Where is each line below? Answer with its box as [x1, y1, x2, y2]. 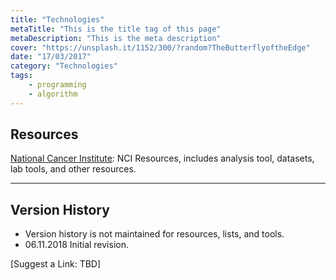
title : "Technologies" [10, 14, 105, 25]
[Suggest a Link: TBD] [10, 258, 102, 270]
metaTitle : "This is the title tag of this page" [10, 24, 222, 34]
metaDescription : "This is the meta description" [10, 33, 222, 43]
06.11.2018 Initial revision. [24, 239, 129, 251]
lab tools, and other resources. [10, 163, 137, 175]
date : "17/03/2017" [10, 52, 92, 62]
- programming [28, 80, 87, 90]
